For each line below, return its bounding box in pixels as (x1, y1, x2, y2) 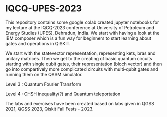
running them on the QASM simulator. (5, 71, 83, 77)
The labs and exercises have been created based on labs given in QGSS (5, 100, 154, 106)
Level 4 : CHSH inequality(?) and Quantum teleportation (5, 91, 121, 97)
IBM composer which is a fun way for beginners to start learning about (5, 35, 152, 41)
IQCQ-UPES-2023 (5, 3, 82, 14)
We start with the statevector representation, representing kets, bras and (5, 50, 156, 56)
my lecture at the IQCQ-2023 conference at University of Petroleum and (5, 24, 154, 30)
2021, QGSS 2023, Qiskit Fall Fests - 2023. (5, 106, 94, 112)
